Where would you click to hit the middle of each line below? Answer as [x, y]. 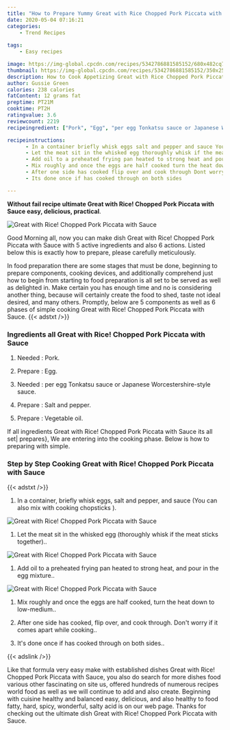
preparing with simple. [39, 446]
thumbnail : [23, 70]
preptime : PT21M [30, 102]
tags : [15, 45]
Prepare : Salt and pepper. [54, 404]
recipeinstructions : [37, 140]
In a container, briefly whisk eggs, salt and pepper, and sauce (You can [117, 500]
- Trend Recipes [43, 33]
